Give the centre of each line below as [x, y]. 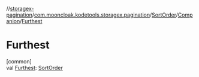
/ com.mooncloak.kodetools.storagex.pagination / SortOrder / [105, 15]
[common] [19, 61]
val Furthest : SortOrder [34, 68]
